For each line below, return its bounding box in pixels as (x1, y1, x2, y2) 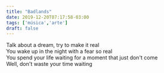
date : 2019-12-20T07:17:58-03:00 (6, 14, 89, 20)
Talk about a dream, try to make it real (6, 42, 100, 49)
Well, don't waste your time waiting (6, 61, 92, 68)
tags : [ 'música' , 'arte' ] (6, 20, 68, 26)
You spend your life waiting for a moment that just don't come (6, 54, 158, 61)
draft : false (6, 25, 39, 31)
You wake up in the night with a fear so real (6, 48, 113, 55)
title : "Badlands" (6, 8, 52, 15)
